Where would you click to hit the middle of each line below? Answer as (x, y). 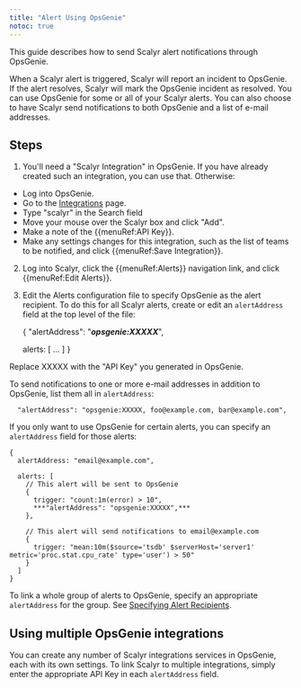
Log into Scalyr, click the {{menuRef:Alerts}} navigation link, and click (151, 268)
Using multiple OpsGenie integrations (117, 634)
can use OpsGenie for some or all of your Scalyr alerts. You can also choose (150, 98)
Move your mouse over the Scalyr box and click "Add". (123, 222)
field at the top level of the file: (79, 315)
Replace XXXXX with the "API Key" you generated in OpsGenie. (127, 367)
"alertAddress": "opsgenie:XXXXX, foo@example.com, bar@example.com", (152, 410)
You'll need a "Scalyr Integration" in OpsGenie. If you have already (145, 166)
